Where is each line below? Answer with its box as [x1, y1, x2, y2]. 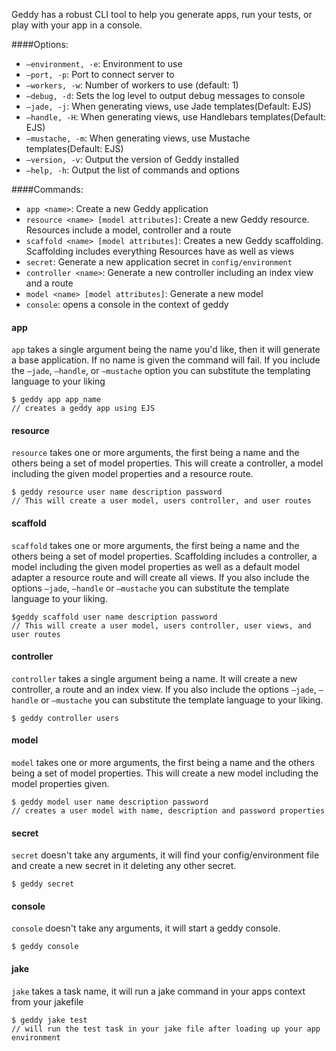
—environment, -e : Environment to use [25, 58, 183, 69]
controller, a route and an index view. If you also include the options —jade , [11, 683, 317, 695]
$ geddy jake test [11, 1015, 88, 1025]
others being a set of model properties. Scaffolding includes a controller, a [11, 550, 318, 562]
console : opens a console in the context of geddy [25, 299, 229, 310]
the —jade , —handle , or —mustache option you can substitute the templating [11, 365, 311, 377]
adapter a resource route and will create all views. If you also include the [11, 571, 310, 583]
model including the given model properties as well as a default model [11, 560, 301, 573]
